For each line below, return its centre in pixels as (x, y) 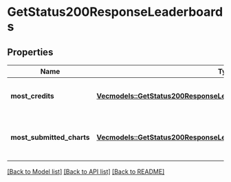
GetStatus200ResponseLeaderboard (115, 12)
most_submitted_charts (50, 137)
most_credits (33, 96)
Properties (30, 52)
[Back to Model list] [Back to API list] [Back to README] (86, 172)
